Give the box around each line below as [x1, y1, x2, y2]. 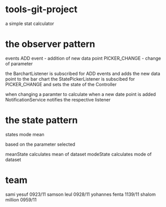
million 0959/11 [5, 196, 37, 202]
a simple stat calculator [5, 20, 55, 27]
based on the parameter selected [5, 141, 76, 147]
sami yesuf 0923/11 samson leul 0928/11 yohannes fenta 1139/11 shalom [5, 191, 156, 197]
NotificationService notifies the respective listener [5, 96, 111, 102]
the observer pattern [5, 38, 96, 50]
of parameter [5, 60, 33, 67]
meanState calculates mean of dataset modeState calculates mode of [5, 151, 152, 157]
